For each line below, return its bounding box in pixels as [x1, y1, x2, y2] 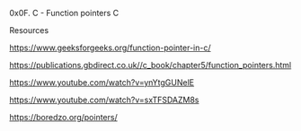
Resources [9, 25, 49, 35]
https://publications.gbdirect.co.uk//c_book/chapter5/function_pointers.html [9, 60, 292, 70]
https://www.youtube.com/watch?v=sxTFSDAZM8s [9, 94, 199, 105]
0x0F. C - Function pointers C [9, 8, 120, 18]
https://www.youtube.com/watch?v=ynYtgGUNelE [9, 77, 195, 88]
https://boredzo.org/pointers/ [9, 112, 119, 122]
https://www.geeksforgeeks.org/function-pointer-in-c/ [9, 42, 211, 53]
